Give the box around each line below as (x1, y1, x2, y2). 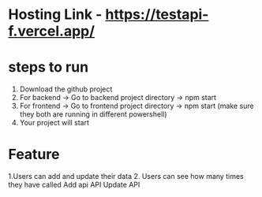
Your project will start (19, 118, 89, 128)
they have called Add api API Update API (8, 180, 140, 190)
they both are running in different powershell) (19, 110, 167, 119)
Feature (8, 146, 60, 163)
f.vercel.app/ (8, 22, 95, 40)
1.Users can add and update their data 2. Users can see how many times (8, 172, 244, 181)
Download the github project (19, 84, 113, 94)
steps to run (8, 58, 89, 76)
